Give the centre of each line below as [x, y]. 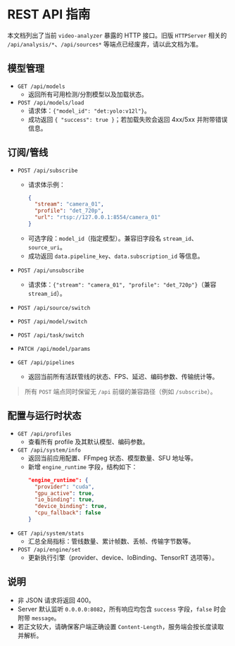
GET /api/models [41, 86]
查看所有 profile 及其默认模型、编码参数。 [88, 442]
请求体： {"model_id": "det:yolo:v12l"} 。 [89, 111]
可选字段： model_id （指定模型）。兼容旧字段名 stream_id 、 [113, 238]
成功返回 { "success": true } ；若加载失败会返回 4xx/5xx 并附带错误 [128, 119]
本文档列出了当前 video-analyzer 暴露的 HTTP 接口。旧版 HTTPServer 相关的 [117, 35]
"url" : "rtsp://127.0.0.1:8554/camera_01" [97, 218]
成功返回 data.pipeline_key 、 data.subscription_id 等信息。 [116, 256]
